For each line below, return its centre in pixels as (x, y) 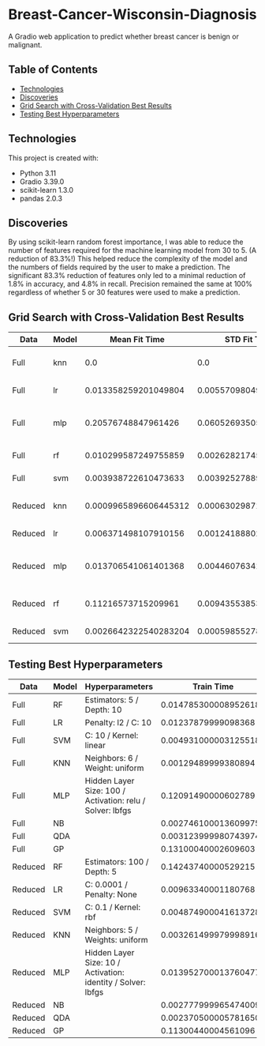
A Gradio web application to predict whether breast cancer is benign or (123, 36)
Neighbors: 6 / (112, 758)
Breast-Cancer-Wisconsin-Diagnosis (132, 15)
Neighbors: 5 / (112, 930)
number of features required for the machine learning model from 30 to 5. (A (132, 250)
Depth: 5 (101, 872)
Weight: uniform (114, 768)
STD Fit (239, 340)
